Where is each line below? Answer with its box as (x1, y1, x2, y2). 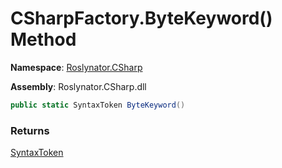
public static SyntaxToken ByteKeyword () (10, 100, 186, 110)
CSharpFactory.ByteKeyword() (10, 7, 273, 30)
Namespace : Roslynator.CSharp (10, 61, 143, 73)
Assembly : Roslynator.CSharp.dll (10, 80, 147, 92)
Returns (10, 123, 50, 137)
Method (10, 28, 77, 51)
